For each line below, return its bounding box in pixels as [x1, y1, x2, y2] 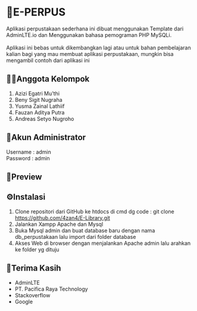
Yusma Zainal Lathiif [14, 102, 65, 110]
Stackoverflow [14, 291, 51, 298]
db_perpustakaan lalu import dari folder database [14, 233, 136, 240]
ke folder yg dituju [14, 245, 60, 253]
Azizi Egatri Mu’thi [14, 89, 60, 97]
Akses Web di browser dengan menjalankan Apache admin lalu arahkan [14, 240, 191, 247]
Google [14, 298, 33, 305]
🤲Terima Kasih [6, 263, 61, 273]
